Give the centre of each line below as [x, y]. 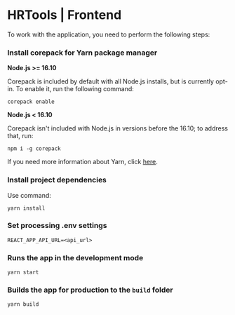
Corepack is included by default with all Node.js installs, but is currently [110, 81]
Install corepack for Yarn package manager [82, 53]
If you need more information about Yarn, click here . [82, 162]
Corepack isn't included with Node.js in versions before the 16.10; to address [117, 128]
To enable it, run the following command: [75, 89]
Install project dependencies [57, 180]
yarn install [26, 208]
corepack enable [31, 102]
